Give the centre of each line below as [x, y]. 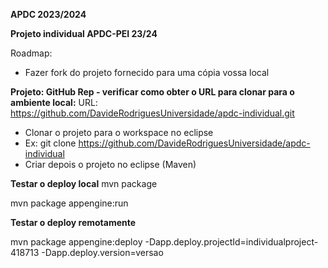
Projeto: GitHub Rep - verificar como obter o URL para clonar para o [152, 92]
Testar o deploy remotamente [73, 222]
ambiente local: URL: [54, 102]
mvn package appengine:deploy [76, 242]
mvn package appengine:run [69, 203]
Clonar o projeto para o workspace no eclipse [119, 132]
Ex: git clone [50, 143]
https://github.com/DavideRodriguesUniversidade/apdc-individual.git [152, 113]
